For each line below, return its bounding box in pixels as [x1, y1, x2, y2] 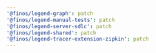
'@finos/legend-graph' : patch [6, 10, 94, 17]
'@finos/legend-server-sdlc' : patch [6, 23, 112, 30]
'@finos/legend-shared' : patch [6, 29, 97, 36]
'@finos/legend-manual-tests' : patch [6, 17, 115, 23]
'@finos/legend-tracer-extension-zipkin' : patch [6, 36, 149, 43]
